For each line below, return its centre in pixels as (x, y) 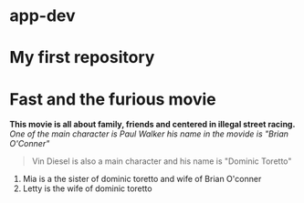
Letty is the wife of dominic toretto (87, 188)
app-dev (42, 16)
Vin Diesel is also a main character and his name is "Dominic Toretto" (162, 161)
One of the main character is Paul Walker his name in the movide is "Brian (149, 134)
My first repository (82, 58)
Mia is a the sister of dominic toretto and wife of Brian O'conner (142, 179)
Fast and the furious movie (113, 99)
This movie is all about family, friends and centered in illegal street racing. (152, 125)
